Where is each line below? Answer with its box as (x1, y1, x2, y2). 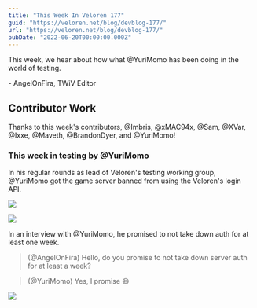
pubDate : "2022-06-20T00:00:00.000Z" (8, 33, 132, 42)
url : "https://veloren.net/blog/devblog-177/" (8, 26, 163, 34)
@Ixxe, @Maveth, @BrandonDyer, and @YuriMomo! (8, 130, 176, 140)
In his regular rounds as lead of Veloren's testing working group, (8, 168, 216, 178)
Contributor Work (8, 101, 97, 115)
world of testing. (8, 64, 61, 73)
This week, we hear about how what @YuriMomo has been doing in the (8, 55, 240, 64)
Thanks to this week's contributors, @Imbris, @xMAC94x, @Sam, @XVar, (8, 123, 246, 132)
